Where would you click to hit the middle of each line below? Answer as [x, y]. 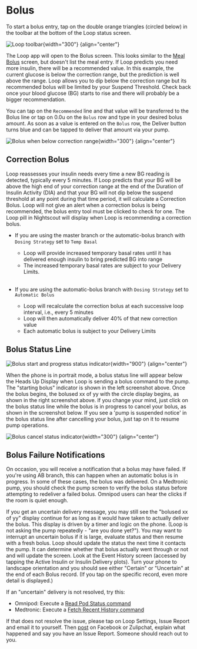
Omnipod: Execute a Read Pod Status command [73, 604]
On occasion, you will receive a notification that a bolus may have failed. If [96, 469]
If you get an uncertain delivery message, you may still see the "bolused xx [97, 512]
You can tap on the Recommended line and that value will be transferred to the [98, 111]
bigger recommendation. [36, 99]
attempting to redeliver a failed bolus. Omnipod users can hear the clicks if [96, 494]
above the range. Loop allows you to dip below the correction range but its [96, 81]
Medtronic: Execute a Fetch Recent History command [79, 610]
